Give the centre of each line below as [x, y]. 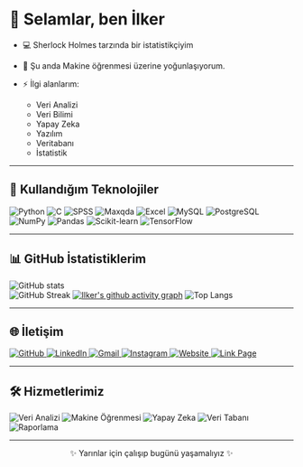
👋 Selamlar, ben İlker [87, 19]
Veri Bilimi [55, 114]
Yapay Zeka [58, 124]
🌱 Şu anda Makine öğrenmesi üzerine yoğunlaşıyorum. [124, 65]
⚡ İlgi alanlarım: [50, 84]
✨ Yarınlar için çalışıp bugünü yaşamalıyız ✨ [151, 453]
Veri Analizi [57, 105]
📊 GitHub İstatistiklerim [78, 259]
